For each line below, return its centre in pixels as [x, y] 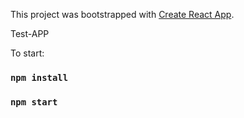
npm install [39, 77]
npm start [34, 102]
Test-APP [30, 33]
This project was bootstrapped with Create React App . [122, 14]
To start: [27, 53]
